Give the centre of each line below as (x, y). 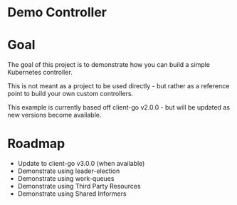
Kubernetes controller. (40, 73)
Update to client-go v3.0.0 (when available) (81, 164)
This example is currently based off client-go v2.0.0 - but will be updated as (118, 107)
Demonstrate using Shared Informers (72, 194)
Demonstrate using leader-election (69, 171)
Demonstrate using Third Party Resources (79, 186)
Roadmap (36, 144)
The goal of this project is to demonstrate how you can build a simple (109, 65)
